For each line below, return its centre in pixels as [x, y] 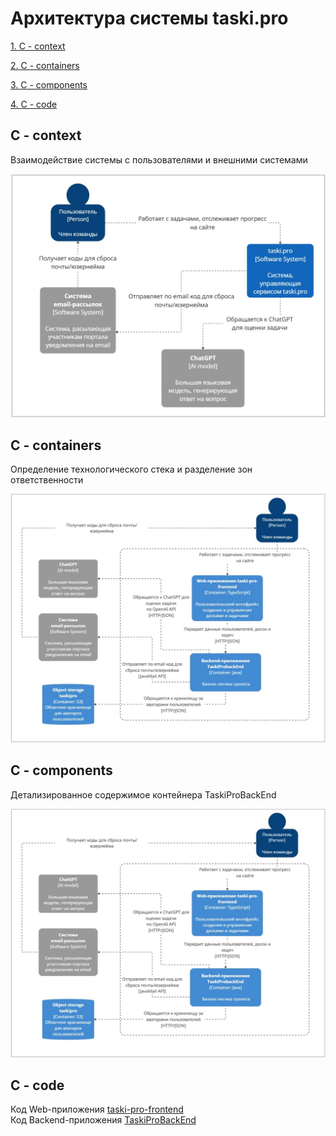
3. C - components [49, 84]
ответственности [47, 480]
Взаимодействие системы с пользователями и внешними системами [159, 159]
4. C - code [34, 104]
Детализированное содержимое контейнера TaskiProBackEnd [143, 794]
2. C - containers [45, 65]
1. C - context [38, 46]
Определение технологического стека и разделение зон [131, 469]
